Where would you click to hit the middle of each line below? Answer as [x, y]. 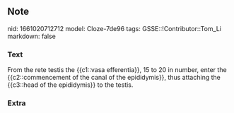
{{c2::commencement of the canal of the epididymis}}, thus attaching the [114, 78]
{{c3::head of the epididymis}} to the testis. [70, 85]
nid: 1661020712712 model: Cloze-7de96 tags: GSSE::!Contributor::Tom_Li [114, 28]
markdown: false [32, 36]
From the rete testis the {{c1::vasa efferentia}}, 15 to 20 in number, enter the [117, 70]
